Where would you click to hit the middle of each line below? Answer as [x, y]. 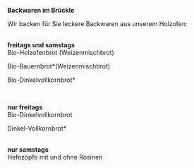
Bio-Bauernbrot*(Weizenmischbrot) [59, 66]
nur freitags [25, 107]
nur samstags [28, 150]
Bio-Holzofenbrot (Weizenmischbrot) [61, 53]
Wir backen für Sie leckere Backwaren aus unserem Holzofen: [97, 24]
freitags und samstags [41, 45]
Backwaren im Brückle [41, 10]
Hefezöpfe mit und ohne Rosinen [55, 157]
